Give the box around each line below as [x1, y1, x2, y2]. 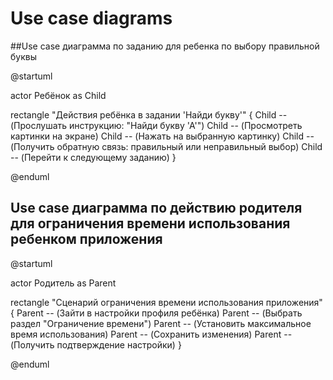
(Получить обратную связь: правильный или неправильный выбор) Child [10, 140, 323, 152]
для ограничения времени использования [10, 215, 291, 232]
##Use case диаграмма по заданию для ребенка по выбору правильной [10, 40, 320, 52]
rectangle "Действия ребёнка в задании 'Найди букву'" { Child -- [10, 108, 288, 121]
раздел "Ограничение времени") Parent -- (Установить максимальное [10, 317, 312, 329]
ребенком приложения [10, 231, 163, 248]
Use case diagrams [10, 7, 173, 30]
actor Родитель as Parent [10, 277, 117, 289]
